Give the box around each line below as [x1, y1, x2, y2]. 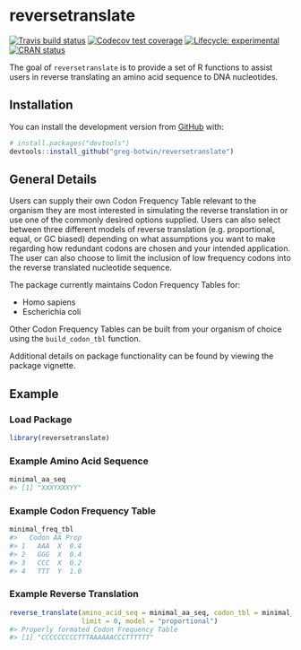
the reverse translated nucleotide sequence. [9, 262, 173, 273]
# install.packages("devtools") [9, 138, 130, 148]
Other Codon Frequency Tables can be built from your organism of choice [9, 324, 282, 334]
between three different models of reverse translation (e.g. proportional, [9, 224, 275, 235]
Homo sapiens [21, 297, 76, 308]
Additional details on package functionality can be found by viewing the [9, 351, 274, 361]
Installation [9, 98, 73, 113]
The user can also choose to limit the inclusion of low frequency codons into [9, 253, 291, 264]
